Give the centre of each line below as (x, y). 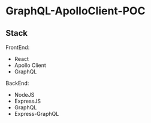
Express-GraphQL (37, 114)
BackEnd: (17, 83)
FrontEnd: (18, 47)
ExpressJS (28, 101)
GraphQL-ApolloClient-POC (75, 11)
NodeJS (24, 95)
